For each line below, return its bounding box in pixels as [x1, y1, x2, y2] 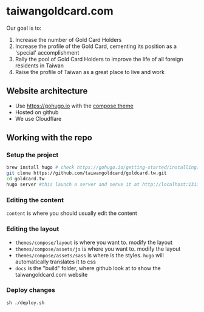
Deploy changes [6, 286, 56, 294]
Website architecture [6, 86, 88, 97]
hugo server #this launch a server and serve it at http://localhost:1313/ [6, 181, 202, 188]
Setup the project [6, 151, 59, 159]
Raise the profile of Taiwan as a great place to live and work [15, 68, 165, 75]
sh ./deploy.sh [6, 299, 45, 306]
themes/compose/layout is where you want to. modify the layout [15, 239, 173, 246]
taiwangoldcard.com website [15, 271, 88, 278]
